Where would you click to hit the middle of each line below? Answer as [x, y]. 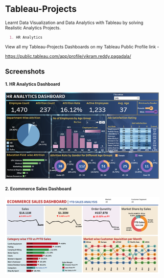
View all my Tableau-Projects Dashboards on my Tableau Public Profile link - [82, 46]
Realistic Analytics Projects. [33, 27]
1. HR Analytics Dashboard [33, 84]
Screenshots [25, 72]
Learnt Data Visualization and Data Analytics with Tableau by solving [74, 23]
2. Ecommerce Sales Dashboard [38, 189]
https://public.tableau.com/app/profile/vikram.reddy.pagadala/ [68, 56]
